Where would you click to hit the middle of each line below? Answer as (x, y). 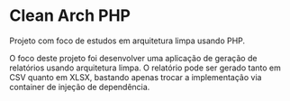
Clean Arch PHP (70, 16)
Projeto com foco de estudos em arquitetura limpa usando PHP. (127, 41)
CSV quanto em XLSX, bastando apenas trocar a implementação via (136, 77)
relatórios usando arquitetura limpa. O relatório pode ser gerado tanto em (145, 68)
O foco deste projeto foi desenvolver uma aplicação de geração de (133, 58)
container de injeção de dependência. (80, 87)
